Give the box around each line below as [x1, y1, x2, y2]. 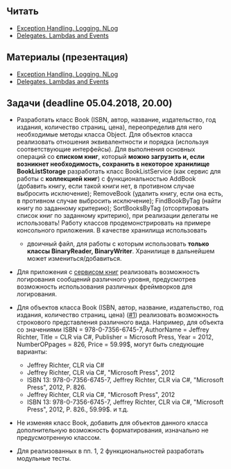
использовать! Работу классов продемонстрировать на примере [16, 219, 211, 228]
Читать [6, 6, 39, 17]
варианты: [16, 348, 48, 356]
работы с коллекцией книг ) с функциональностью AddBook [16, 175, 196, 183]
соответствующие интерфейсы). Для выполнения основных [16, 145, 196, 153]
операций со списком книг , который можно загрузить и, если [16, 153, 205, 161]
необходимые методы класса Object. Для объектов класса [16, 130, 193, 139]
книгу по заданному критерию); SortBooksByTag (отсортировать [16, 204, 209, 212]
